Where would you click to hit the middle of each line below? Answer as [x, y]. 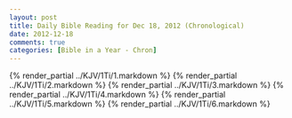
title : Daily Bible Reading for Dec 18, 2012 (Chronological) [127, 26]
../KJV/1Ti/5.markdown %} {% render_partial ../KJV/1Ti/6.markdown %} [140, 104]
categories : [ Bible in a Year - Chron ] [83, 51]
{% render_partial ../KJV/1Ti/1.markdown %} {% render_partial [123, 75]
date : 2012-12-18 [41, 34]
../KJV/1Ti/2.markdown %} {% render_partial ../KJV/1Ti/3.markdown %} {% [147, 85]
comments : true [37, 42]
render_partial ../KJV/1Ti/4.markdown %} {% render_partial [118, 95]
